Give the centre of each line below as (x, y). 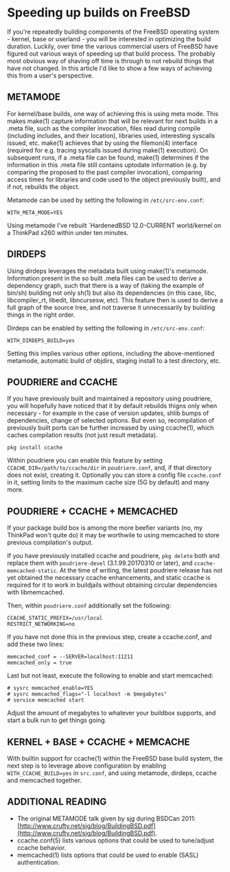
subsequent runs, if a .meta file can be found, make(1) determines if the (108, 157)
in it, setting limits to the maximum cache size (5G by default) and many (108, 482)
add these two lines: (36, 645)
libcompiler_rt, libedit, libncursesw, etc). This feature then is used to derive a (115, 300)
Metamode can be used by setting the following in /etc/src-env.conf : (106, 200)
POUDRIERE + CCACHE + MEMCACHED (93, 511)
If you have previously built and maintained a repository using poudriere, (110, 399)
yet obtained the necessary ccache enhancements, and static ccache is (109, 578)
